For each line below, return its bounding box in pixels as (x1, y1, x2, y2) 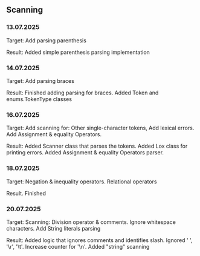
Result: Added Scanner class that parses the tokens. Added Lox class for (6, 142, 188, 150)
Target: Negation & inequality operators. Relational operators (6, 178, 157, 185)
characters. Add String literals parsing (6, 225, 101, 232)
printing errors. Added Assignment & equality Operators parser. (6, 149, 164, 156)
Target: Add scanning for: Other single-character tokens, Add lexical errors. (6, 124, 195, 132)
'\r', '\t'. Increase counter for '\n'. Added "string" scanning (6, 243, 150, 250)
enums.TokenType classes (6, 95, 73, 102)
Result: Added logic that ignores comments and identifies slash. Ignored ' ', (6, 236, 193, 244)
